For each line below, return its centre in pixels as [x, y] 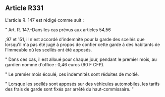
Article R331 [24, 8]
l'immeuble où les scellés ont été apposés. [49, 49]
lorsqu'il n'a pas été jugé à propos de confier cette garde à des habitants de [82, 45]
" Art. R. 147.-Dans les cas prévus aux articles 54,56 [58, 30]
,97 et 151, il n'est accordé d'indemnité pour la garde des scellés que [75, 39]
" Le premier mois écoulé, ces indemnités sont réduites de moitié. [72, 74]
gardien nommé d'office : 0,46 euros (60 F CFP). [55, 64]
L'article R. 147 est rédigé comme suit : [45, 20]
